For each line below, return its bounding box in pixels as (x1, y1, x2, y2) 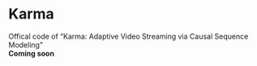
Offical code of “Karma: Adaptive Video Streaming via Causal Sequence (8, 31, 249, 41)
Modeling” (8, 39, 43, 49)
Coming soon (8, 48, 55, 58)
